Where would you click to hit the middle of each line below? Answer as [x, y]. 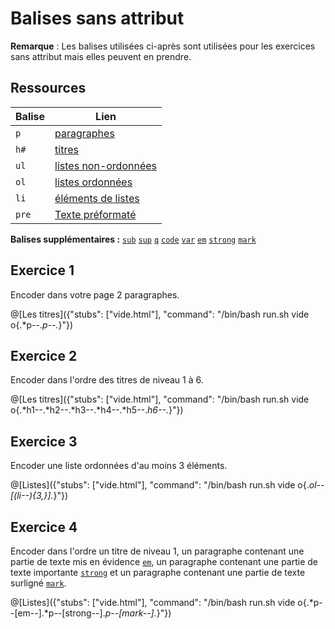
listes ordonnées [93, 182]
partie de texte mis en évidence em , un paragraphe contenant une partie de [164, 561]
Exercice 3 [44, 441]
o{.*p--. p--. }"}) [41, 324]
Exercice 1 [42, 270]
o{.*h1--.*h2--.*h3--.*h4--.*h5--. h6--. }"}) [97, 410]
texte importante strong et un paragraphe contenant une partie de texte [158, 572]
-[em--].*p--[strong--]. [58, 613]
